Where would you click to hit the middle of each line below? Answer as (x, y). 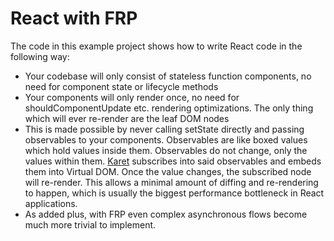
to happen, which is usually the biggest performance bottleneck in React (174, 193)
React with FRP (74, 18)
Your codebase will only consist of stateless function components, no (168, 76)
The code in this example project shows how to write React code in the (156, 46)
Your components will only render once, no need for (132, 97)
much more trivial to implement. (90, 224)
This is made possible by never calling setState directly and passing (164, 129)
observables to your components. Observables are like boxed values (166, 139)
